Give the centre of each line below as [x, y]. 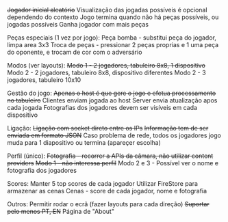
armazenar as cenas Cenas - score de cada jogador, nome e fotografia [107, 191]
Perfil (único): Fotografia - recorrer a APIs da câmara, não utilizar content [110, 156]
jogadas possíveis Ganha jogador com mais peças [78, 24]
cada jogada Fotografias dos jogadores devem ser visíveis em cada [102, 108]
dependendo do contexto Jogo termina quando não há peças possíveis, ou [113, 17]
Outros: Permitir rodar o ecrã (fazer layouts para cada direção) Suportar [109, 204]
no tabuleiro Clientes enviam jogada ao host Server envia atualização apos [112, 100]
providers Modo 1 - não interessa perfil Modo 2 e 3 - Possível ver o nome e [113, 163]
